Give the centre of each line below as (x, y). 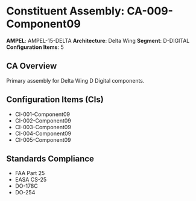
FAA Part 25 (30, 173)
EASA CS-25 (31, 180)
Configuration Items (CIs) (55, 100)
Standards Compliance (50, 158)
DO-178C (26, 186)
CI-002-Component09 (43, 120)
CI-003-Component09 (43, 127)
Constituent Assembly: (65, 11)
